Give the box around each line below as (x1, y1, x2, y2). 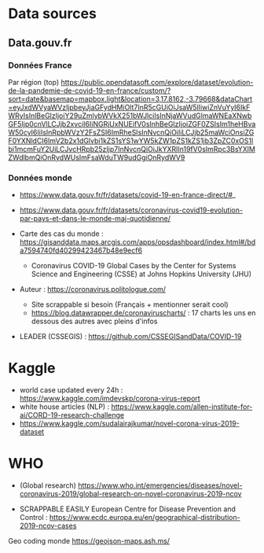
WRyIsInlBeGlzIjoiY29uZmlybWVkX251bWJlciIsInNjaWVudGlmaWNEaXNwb (8, 111, 252, 120)
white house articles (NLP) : (19, 402, 110, 411)
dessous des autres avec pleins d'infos (31, 316, 158, 326)
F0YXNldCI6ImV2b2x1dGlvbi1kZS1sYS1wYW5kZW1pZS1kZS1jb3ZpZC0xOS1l (8, 135, 254, 146)
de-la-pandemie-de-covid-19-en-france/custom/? (8, 86, 171, 95)
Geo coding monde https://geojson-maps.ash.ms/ (8, 536, 170, 546)
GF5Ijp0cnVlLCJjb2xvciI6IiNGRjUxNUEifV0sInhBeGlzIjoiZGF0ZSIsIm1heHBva (8, 119, 256, 128)
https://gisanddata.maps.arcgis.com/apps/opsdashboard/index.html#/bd (19, 238, 256, 247)
